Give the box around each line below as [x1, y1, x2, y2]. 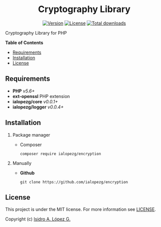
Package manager [12, 132, 51, 138]
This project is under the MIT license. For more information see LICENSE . [5, 206, 156, 212]
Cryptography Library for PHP [5, 30, 67, 36]
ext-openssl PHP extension [12, 93, 70, 99]
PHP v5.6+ [12, 88, 35, 94]
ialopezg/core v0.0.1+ [12, 98, 58, 104]
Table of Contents [5, 39, 44, 46]
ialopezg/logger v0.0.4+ [12, 104, 64, 110]
